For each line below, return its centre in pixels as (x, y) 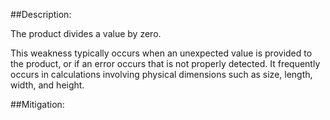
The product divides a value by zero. (86, 33)
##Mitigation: (37, 104)
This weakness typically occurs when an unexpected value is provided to (161, 53)
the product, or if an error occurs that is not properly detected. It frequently (165, 63)
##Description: (41, 14)
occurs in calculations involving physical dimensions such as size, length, (161, 74)
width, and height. (47, 85)
